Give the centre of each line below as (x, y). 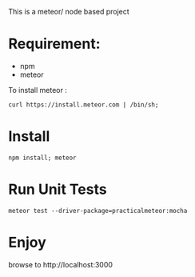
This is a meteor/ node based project (69, 12)
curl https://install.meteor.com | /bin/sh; (84, 104)
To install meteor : (38, 90)
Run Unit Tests (58, 189)
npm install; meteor (43, 158)
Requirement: (55, 44)
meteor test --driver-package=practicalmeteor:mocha (98, 211)
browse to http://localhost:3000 (61, 264)
